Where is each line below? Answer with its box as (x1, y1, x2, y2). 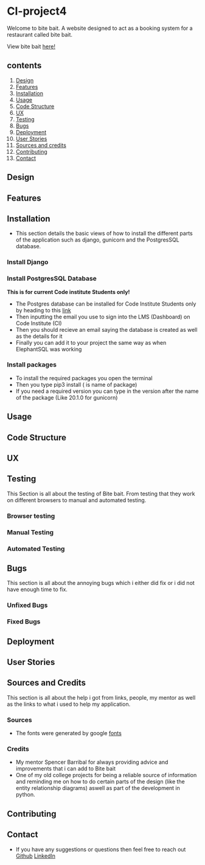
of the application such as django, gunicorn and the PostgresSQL (15, 236, 179, 243)
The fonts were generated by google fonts (15, 730, 122, 737)
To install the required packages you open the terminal (15, 374, 153, 382)
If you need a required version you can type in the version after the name (15, 387, 200, 395)
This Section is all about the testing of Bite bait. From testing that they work (7, 490, 195, 497)
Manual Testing (7, 528, 54, 536)
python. (15, 791, 35, 799)
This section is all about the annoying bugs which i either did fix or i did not (7, 580, 195, 587)
